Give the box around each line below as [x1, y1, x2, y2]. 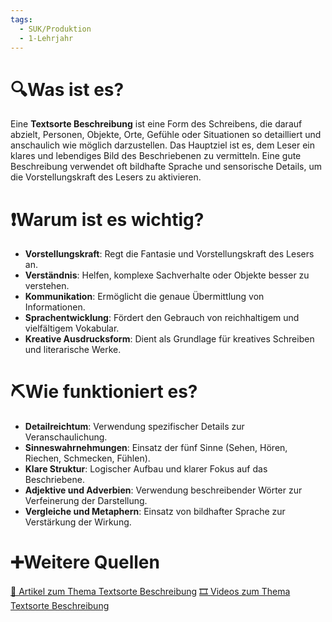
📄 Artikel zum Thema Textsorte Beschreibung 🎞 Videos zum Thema [10, 586, 291, 598]
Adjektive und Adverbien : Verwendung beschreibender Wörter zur [24, 484, 303, 496]
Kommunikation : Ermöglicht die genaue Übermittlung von [24, 291, 265, 303]
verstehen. [24, 280, 70, 292]
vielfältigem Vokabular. [24, 322, 120, 335]
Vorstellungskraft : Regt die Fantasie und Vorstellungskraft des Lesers [24, 248, 315, 260]
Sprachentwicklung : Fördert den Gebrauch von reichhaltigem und [24, 312, 300, 324]
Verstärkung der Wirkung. [24, 516, 132, 528]
